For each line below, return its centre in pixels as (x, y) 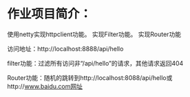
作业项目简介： (50, 14)
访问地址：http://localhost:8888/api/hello (65, 48)
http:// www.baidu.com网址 (45, 86)
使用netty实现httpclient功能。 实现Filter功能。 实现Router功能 (94, 34)
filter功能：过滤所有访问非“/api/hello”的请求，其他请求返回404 (95, 63)
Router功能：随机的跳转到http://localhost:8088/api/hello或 (90, 78)
